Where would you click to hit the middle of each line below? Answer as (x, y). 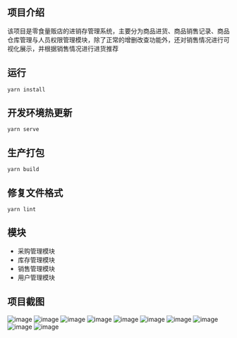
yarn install (26, 89)
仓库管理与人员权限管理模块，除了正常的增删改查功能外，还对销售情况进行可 (119, 39)
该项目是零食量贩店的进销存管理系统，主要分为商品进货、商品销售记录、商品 (119, 31)
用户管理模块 (36, 277)
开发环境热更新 (40, 113)
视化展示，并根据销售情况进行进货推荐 (63, 49)
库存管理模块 (36, 260)
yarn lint (22, 210)
